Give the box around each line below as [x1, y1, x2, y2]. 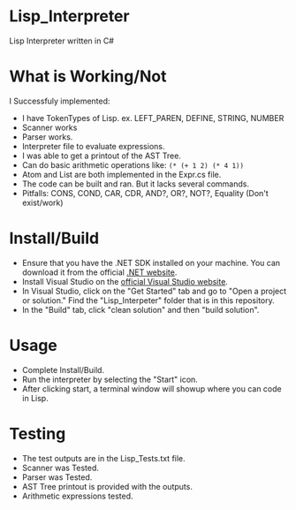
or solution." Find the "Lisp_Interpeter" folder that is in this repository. [21, 294, 276, 306]
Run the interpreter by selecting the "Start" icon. [21, 374, 199, 384]
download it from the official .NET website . [21, 267, 178, 278]
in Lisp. [21, 392, 49, 403]
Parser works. [21, 131, 73, 142]
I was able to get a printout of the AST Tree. [21, 150, 181, 161]
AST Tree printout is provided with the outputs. [21, 481, 193, 491]
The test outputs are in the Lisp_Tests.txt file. [21, 453, 186, 463]
